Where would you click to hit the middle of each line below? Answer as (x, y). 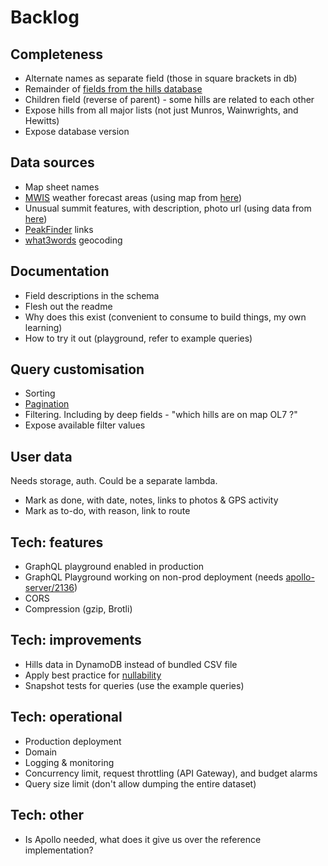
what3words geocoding (73, 240)
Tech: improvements (76, 640)
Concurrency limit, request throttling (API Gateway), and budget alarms (171, 773)
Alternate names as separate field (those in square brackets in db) (161, 78)
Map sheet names (62, 187)
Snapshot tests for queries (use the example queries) (134, 685)
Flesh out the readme (68, 306)
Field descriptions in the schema (92, 295)
